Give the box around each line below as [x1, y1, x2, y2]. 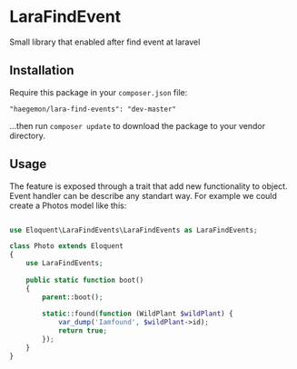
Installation [9, 63, 74, 78]
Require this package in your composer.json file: [9, 86, 188, 97]
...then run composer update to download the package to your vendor [9, 120, 266, 131]
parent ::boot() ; [42, 293, 104, 302]
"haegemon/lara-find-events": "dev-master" [9, 105, 177, 114]
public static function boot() [25, 275, 144, 284]
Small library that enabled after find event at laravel [9, 36, 201, 47]
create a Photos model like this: [9, 200, 127, 211]
